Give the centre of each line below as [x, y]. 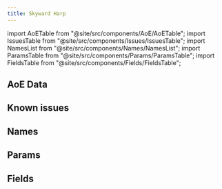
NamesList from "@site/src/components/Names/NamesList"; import [104, 48]
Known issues [38, 108]
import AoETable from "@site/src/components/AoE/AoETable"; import [106, 33]
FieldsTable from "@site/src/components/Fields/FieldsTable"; [94, 62]
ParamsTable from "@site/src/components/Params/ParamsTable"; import [111, 55]
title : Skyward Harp [37, 13]
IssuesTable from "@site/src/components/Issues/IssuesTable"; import [106, 40]
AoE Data [28, 85]
